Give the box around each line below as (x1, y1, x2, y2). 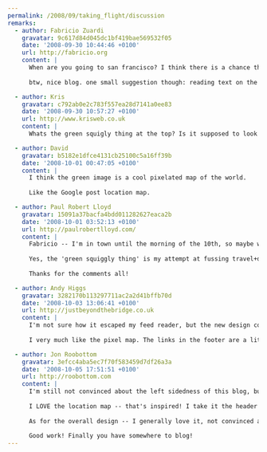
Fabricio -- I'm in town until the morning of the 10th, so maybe (28, 240, 254, 248)
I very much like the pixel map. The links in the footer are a (28, 336, 247, 344)
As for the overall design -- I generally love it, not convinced (28, 417, 254, 425)
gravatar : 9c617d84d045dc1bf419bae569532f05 (22, 33, 172, 42)
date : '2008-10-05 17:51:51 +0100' (22, 365, 140, 373)
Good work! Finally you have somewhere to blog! (28, 432, 194, 440)
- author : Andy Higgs (14, 284, 87, 292)
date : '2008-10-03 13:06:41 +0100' (22, 299, 140, 307)
